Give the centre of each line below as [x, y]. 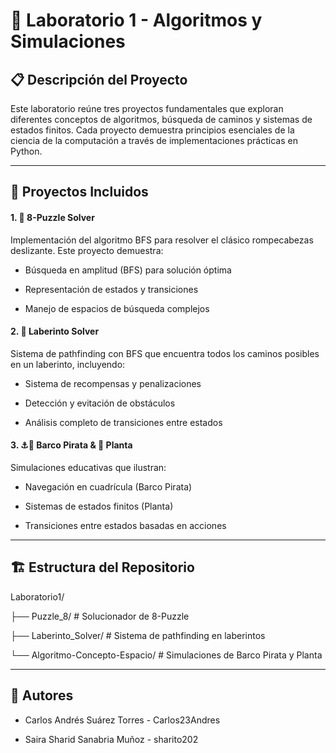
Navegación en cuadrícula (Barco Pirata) [108, 487]
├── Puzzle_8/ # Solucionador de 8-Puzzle [100, 616]
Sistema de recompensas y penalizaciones [113, 383]
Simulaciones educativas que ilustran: [88, 467]
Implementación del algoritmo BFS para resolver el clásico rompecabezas [162, 240]
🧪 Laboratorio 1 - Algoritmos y [136, 20]
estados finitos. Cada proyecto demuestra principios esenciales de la [152, 130]
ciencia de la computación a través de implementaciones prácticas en [154, 140]
